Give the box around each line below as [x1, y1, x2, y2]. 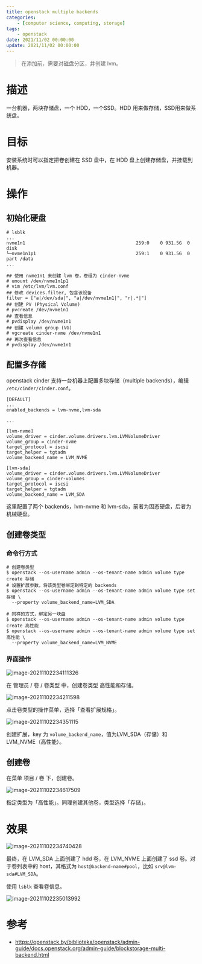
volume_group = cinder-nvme [6, 439, 77, 445]
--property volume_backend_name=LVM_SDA [11, 600, 115, 606]
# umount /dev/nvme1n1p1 [6, 278, 69, 284]
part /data [6, 256, 34, 262]
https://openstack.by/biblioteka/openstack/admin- [14, 939, 140, 946]
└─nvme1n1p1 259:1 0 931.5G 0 [6, 250, 190, 256]
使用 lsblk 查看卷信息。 [6, 883, 65, 890]
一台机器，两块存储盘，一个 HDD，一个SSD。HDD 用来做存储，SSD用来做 [6, 104, 191, 112]
